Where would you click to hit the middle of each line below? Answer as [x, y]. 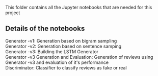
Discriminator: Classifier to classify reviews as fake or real [66, 67]
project [13, 13]
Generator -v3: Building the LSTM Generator [52, 51]
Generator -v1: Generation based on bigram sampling [61, 41]
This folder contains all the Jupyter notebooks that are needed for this [79, 7]
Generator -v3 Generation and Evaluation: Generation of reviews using [79, 57]
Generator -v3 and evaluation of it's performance [57, 62]
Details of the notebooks [45, 29]
